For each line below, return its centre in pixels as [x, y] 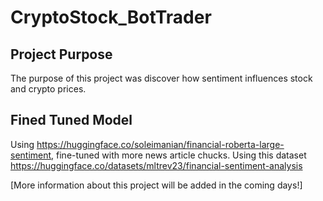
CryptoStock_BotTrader [111, 17]
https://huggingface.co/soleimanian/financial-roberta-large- [160, 144]
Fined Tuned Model [71, 120]
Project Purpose [61, 54]
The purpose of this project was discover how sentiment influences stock [161, 78]
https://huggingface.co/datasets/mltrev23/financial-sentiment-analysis [156, 165]
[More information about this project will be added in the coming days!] [156, 185]
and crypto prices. [48, 89]
